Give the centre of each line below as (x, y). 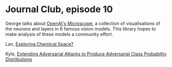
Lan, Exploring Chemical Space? (39, 44)
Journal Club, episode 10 (59, 9)
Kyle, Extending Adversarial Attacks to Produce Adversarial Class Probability (86, 54)
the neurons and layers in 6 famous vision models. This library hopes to (81, 28)
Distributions (19, 59)
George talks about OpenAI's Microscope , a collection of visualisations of (83, 23)
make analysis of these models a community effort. (59, 34)
